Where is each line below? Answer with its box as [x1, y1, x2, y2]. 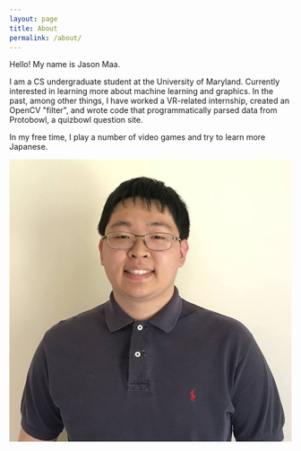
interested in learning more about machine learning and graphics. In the [9, 86, 274, 97]
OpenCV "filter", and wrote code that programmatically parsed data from [9, 105, 278, 116]
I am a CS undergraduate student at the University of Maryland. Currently [9, 76, 280, 87]
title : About [9, 23, 58, 33]
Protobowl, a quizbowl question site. [9, 115, 143, 126]
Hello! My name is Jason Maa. [9, 59, 121, 70]
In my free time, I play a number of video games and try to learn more [9, 132, 266, 143]
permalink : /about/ [9, 33, 82, 42]
